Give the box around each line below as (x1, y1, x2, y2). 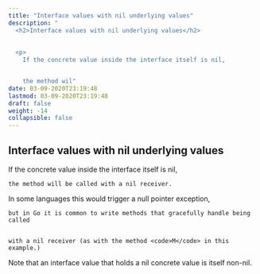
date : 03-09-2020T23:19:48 (8, 84, 98, 92)
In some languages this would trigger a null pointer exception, (8, 194, 211, 203)
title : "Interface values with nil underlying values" (8, 11, 194, 20)
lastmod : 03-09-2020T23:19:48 (8, 92, 109, 100)
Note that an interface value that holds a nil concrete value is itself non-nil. (8, 257, 252, 267)
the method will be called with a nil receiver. (8, 179, 173, 187)
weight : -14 (8, 106, 48, 115)
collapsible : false (8, 114, 73, 122)
